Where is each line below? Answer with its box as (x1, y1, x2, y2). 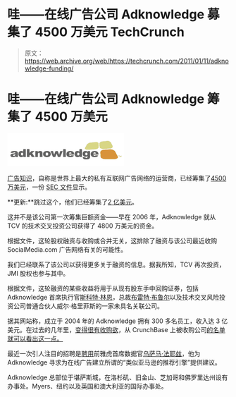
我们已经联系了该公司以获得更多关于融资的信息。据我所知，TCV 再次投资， (7, 260, 225, 269)
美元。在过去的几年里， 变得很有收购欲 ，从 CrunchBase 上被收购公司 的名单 (7, 325, 225, 334)
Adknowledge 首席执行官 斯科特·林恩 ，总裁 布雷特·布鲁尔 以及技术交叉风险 (7, 293, 220, 301)
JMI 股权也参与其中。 (7, 269, 70, 277)
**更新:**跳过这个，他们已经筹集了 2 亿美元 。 (7, 197, 139, 206)
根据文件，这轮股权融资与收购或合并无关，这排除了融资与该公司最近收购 (7, 236, 217, 245)
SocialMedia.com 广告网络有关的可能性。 (7, 245, 128, 254)
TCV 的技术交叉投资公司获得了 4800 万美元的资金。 (7, 221, 159, 230)
